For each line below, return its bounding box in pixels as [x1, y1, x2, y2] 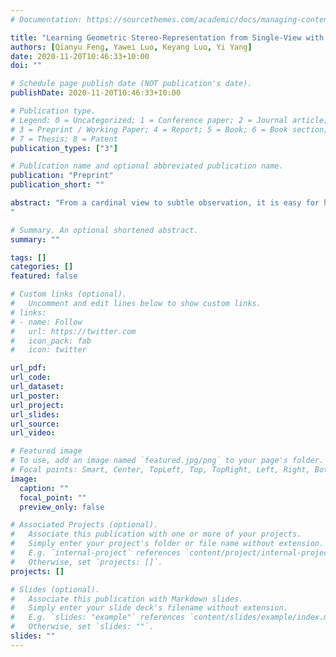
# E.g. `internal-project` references [10, 548, 182, 558]
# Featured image [10, 446, 83, 456]
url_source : [10, 419, 60, 429]
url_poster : [10, 391, 60, 401]
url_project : [10, 400, 65, 410]
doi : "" [10, 61, 43, 71]
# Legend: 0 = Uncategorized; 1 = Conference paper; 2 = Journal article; [10, 115, 329, 125]
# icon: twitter [10, 345, 87, 355]
